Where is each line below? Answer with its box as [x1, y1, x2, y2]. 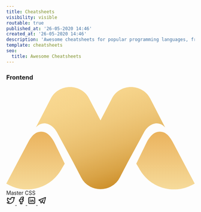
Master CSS [6, 189, 36, 196]
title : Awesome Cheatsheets [11, 53, 82, 59]
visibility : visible [6, 14, 58, 20]
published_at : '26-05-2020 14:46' [6, 25, 93, 32]
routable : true [6, 20, 44, 26]
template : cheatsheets [6, 43, 63, 49]
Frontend [6, 73, 33, 81]
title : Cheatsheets [6, 8, 55, 15]
